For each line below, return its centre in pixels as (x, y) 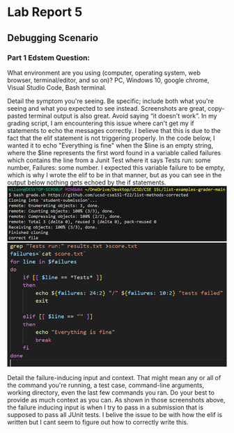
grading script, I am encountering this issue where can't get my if (101, 123)
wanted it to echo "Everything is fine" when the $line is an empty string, (110, 145)
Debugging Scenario (53, 38)
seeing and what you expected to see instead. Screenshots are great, (107, 108)
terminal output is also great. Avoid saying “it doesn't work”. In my (123, 116)
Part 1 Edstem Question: (49, 58)
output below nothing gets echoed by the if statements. (87, 182)
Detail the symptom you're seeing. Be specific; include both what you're (111, 101)
